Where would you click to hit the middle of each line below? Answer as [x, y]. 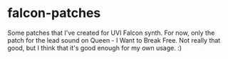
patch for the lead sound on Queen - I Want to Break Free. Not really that [114, 40]
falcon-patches [54, 13]
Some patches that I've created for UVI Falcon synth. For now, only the [111, 33]
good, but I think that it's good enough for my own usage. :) [95, 48]
